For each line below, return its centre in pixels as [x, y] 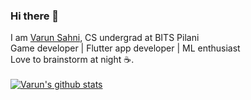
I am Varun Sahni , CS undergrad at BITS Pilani [105, 38]
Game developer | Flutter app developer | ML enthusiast [125, 48]
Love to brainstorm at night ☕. [72, 60]
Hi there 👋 [35, 16]
